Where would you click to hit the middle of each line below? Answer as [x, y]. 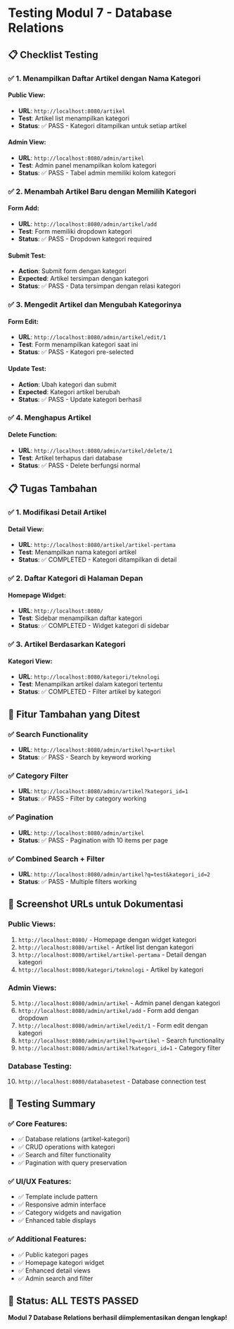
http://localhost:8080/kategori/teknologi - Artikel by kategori [111, 969]
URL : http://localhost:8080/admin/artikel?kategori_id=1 [103, 791]
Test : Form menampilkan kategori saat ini [78, 345]
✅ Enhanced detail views [54, 1270]
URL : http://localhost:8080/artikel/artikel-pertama [97, 545]
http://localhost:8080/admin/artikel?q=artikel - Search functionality [121, 1040]
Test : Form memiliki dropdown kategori [75, 232]
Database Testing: [40, 1066]
